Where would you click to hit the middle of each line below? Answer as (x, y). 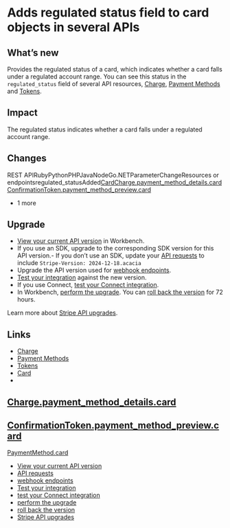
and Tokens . (25, 91)
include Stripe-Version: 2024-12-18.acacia (79, 263)
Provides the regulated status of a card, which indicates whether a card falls (115, 69)
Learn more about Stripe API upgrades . (62, 313)
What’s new (33, 53)
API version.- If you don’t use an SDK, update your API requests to (111, 255)
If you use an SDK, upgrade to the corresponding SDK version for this (115, 249)
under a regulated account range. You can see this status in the (97, 76)
